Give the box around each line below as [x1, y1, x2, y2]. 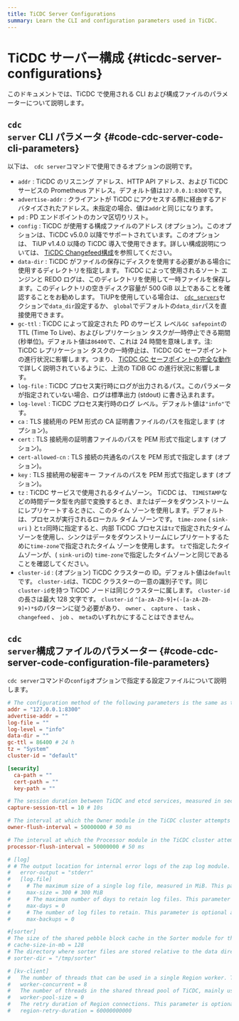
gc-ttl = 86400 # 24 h [7, 739, 75, 747]
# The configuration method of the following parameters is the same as [7, 700, 228, 707]
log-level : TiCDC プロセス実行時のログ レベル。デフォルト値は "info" [17, 400, 225, 408]
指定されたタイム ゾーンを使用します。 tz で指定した [65, 542, 218, 550]
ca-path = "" [14, 771, 53, 779]
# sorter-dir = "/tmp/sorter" [7, 954, 97, 962]
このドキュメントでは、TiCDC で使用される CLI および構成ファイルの [7, 90, 210, 98]
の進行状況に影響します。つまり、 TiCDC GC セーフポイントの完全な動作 [17, 355, 231, 363]
